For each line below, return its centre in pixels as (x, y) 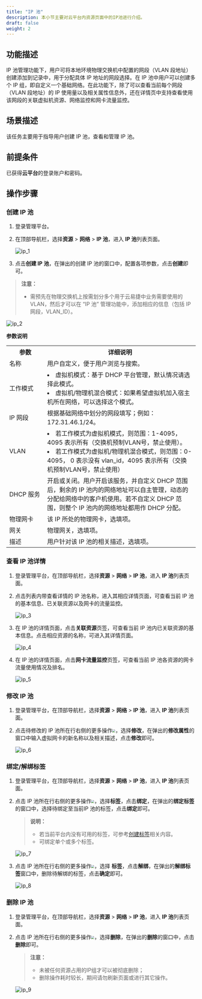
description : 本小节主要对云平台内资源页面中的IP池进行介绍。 (76, 17)
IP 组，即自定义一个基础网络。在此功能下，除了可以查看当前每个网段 (98, 85)
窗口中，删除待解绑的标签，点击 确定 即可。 (73, 874)
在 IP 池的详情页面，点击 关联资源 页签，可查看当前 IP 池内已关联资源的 (102, 628)
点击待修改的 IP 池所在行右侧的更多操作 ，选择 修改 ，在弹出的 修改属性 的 (105, 730)
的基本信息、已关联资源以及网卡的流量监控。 (70, 603)
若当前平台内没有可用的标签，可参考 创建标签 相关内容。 (107, 834)
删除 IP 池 (20, 902)
